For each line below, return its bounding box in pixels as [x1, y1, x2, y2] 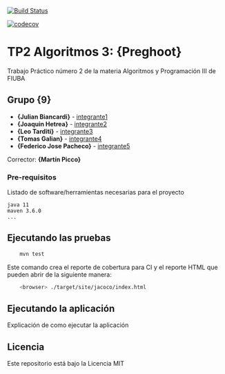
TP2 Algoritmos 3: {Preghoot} [7, 44, 182, 60]
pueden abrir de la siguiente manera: [7, 270, 112, 279]
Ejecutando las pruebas [7, 232, 111, 244]
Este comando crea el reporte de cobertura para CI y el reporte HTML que [7, 263, 219, 271]
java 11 [7, 201, 30, 208]
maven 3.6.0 [7, 208, 41, 215]
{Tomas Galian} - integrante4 [17, 135, 102, 143]
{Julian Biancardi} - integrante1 [17, 112, 108, 121]
